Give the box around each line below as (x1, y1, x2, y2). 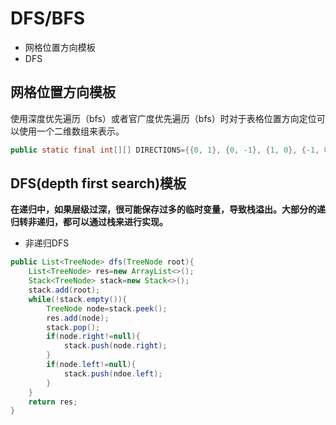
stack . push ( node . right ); (63, 341, 168, 351)
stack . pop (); (46, 322, 101, 332)
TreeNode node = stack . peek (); (46, 303, 168, 314)
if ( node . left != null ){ (46, 360, 137, 370)
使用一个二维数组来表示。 (18, 125, 125, 137)
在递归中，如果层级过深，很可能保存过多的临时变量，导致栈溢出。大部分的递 (10, 203, 326, 216)
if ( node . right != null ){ (46, 332, 141, 342)
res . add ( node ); (46, 313, 110, 323)
